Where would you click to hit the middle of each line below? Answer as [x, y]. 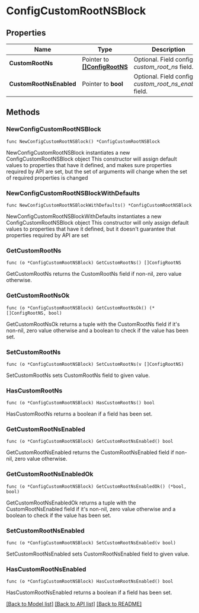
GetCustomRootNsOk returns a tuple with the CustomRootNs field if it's [93, 324]
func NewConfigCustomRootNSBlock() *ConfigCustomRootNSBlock [83, 141]
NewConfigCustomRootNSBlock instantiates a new [68, 152]
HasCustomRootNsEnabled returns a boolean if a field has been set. [89, 593]
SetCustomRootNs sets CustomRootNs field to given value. [78, 375]
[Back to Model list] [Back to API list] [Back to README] [74, 604]
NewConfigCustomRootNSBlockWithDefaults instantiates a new [84, 216]
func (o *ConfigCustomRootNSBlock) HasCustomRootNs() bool [81, 403]
